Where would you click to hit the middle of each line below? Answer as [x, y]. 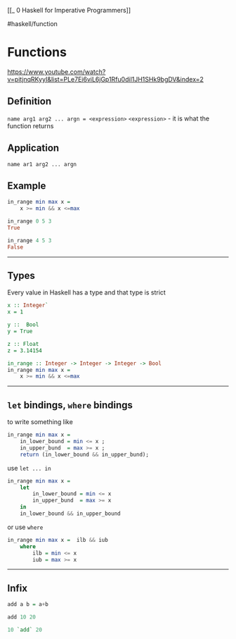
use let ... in [29, 468]
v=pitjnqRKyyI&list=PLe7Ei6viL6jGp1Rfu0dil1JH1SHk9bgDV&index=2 [105, 79]
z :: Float [23, 344]
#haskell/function [33, 24]
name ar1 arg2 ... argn [42, 164]
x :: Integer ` [28, 306]
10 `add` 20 [25, 630]
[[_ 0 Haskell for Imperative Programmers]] [69, 10]
